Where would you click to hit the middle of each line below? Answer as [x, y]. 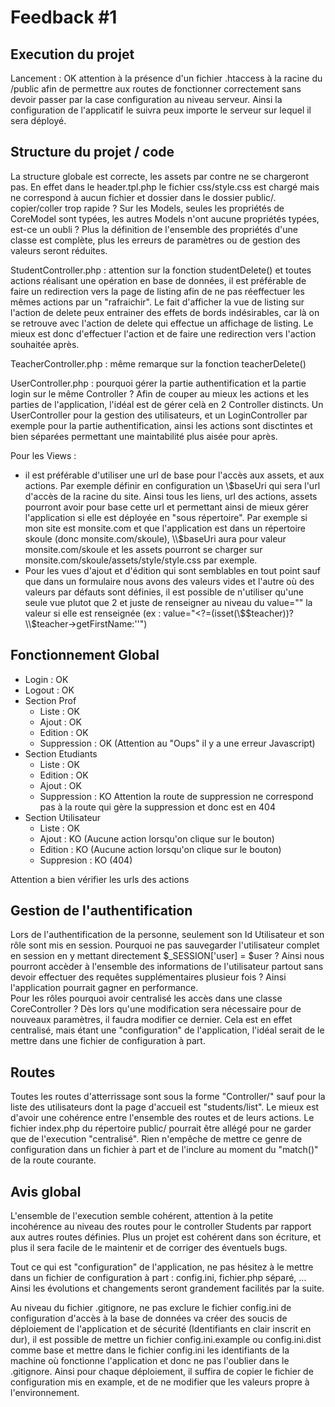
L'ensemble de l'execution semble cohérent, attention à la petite [142, 1216]
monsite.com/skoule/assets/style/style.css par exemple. [141, 560]
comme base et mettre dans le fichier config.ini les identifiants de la [150, 1350]
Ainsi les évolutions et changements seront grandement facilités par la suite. [167, 1288]
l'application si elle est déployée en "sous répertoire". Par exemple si [166, 517]
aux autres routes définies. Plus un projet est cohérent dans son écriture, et [166, 1237]
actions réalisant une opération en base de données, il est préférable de [158, 280]
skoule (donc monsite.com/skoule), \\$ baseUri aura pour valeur [155, 538]
